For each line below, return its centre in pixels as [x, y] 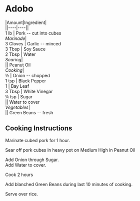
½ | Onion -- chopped [27, 75]
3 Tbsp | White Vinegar [29, 91]
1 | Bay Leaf [17, 86]
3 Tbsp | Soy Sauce [25, 49]
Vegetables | [17, 107]
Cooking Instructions [39, 128]
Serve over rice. [22, 194]
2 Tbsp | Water [20, 54]
